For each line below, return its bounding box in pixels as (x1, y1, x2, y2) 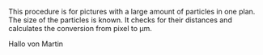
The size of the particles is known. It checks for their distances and (8, 15, 232, 25)
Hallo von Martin (8, 39, 63, 49)
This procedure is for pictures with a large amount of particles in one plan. (8, 7, 256, 16)
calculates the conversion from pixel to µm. (8, 24, 152, 33)
